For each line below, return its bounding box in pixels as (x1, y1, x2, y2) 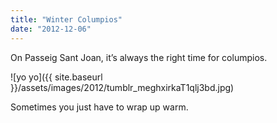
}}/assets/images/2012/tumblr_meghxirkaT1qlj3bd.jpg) (10, 81, 235, 93)
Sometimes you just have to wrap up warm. (10, 101, 189, 113)
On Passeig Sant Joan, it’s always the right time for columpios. (10, 51, 268, 63)
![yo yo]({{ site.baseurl (10, 71, 103, 83)
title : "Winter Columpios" (10, 14, 123, 25)
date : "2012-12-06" (10, 24, 92, 34)
